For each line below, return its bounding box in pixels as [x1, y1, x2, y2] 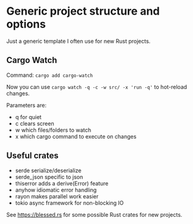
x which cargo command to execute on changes [15, 132, 137, 140]
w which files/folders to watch [15, 126, 92, 134]
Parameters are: [6, 101, 47, 109]
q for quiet [15, 113, 42, 120]
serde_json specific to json [15, 173, 84, 181]
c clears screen [15, 120, 54, 127]
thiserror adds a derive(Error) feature [15, 179, 109, 187]
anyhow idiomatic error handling [15, 186, 97, 193]
